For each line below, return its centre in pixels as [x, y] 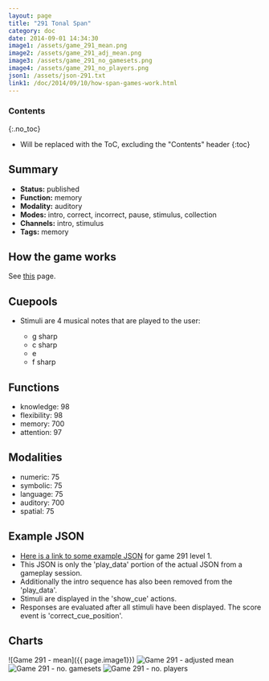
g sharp [45, 336]
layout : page [30, 16]
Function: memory [51, 197]
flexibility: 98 [41, 416]
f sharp [44, 362]
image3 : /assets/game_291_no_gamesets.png [80, 61]
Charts [26, 641]
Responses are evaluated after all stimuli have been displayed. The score [141, 607]
